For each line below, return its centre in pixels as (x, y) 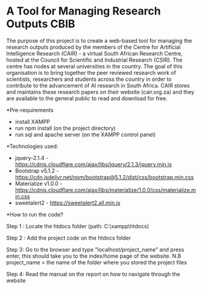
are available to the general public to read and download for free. (87, 98)
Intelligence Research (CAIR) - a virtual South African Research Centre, (94, 53)
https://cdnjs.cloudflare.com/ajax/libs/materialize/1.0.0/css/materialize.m (105, 190)
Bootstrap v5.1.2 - (37, 171)
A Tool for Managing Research (84, 11)
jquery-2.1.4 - (32, 157)
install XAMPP (32, 121)
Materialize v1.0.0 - (39, 183)
